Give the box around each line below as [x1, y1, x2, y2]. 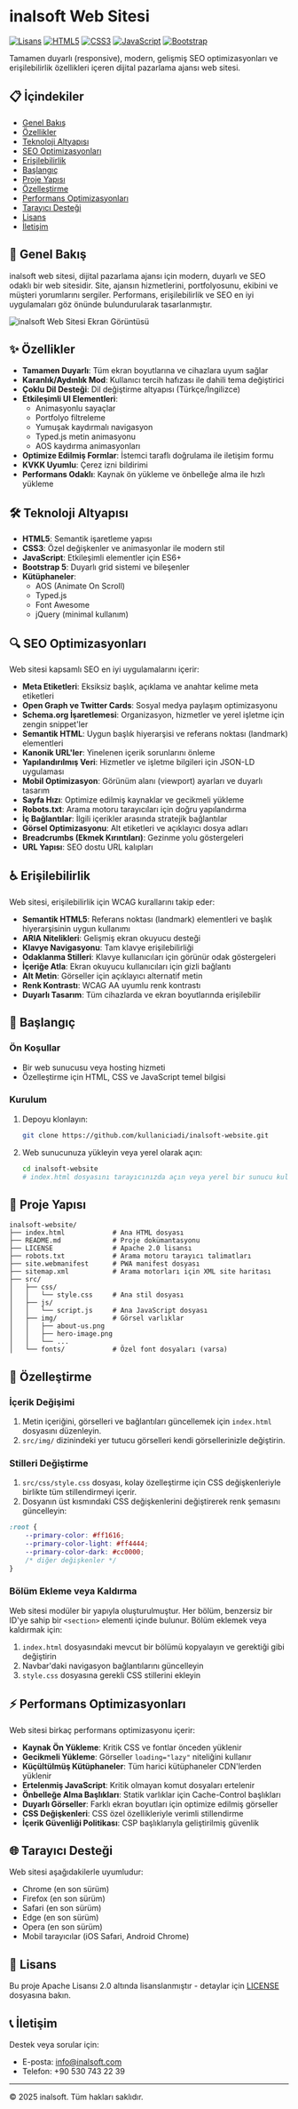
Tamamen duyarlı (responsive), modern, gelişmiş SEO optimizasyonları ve [9, 52, 278, 63]
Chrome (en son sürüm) [21, 1884, 109, 1895]
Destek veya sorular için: [9, 2040, 99, 2050]
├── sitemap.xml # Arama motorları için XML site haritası [9, 1267, 272, 1276]
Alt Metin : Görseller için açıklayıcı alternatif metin [21, 971, 203, 981]
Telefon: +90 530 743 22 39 [21, 2066, 126, 2077]
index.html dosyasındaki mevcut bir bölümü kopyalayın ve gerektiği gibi [21, 1642, 286, 1652]
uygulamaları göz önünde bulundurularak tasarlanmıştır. [9, 299, 213, 309]
